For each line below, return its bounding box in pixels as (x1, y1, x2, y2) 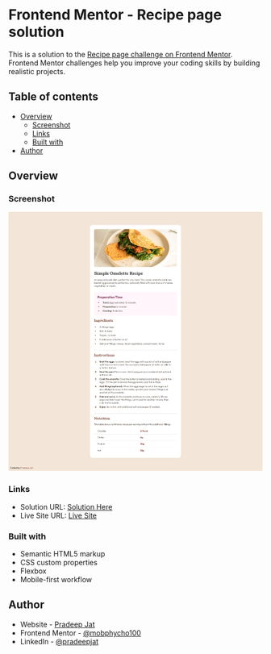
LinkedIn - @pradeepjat (19, 636, 99, 646)
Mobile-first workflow (19, 575, 93, 585)
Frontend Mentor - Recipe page (8, 6, 222, 24)
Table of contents (8, 90, 98, 104)
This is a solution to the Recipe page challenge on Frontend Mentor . (8, 49, 233, 59)
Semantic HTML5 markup (19, 549, 106, 559)
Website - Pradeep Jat (19, 619, 95, 629)
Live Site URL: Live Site (19, 510, 98, 520)
